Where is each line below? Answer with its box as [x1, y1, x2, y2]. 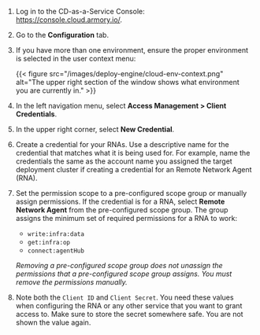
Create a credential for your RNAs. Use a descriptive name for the [15, 140, 230, 149]
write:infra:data [27, 230, 85, 238]
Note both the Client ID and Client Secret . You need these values [15, 293, 234, 302]
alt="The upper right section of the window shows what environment [15, 78, 240, 87]
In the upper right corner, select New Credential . [15, 125, 175, 134]
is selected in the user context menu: [15, 54, 136, 63]
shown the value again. [15, 318, 91, 327]
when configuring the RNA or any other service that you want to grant [15, 301, 243, 310]
